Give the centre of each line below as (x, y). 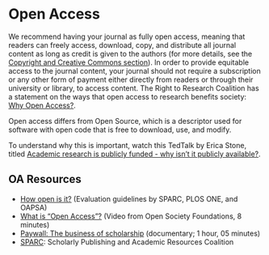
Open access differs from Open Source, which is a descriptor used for (125, 121)
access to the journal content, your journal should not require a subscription (134, 70)
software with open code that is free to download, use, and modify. (120, 130)
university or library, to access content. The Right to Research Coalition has (134, 88)
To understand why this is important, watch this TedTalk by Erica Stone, (128, 145)
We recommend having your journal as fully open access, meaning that (127, 36)
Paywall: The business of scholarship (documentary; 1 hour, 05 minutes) (140, 233)
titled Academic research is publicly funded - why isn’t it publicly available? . (134, 154)
